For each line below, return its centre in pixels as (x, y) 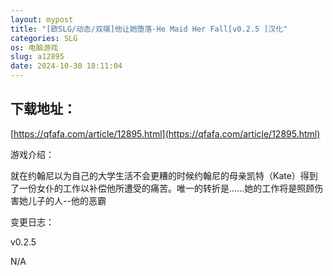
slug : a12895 (37, 57)
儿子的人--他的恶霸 (67, 200)
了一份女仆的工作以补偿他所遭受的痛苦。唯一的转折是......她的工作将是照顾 (162, 188)
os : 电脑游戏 (34, 47)
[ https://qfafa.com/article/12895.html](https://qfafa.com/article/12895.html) (165, 133)
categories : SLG (44, 38)
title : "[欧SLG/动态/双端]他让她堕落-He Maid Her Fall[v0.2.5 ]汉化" (149, 29)
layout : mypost (42, 19)
